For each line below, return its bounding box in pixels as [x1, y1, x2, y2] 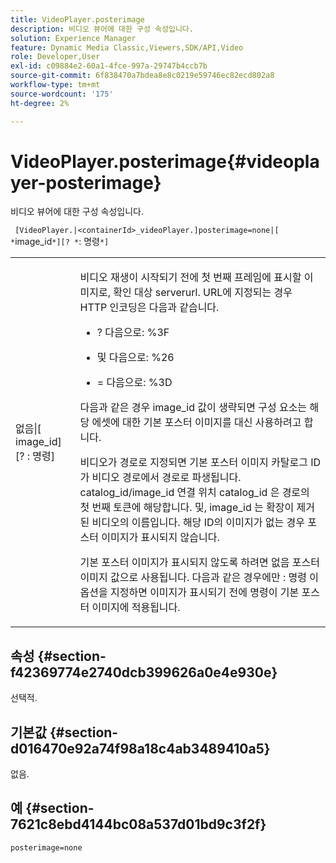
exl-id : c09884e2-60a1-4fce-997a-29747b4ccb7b [10, 61, 208, 71]
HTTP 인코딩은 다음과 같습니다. [79, 301, 220, 315]
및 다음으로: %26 [96, 351, 175, 365]
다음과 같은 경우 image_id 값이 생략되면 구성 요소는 [79, 401, 308, 415]
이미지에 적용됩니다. [91, 601, 181, 615]
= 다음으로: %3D [96, 376, 173, 390]
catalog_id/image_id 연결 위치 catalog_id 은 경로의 [79, 486, 310, 500]
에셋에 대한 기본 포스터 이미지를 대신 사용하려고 [91, 416, 302, 430]
